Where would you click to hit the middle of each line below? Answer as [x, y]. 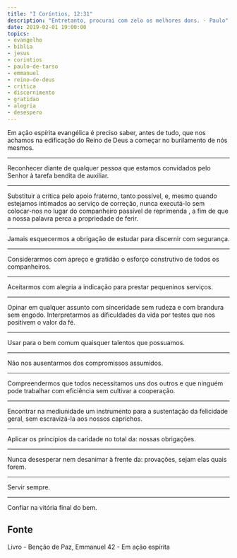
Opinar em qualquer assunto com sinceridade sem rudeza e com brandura [116, 307]
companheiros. [29, 267]
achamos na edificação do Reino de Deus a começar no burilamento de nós [117, 140]
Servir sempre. [29, 487]
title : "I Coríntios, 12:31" [50, 14]
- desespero [25, 112]
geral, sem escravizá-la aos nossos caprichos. [75, 419]
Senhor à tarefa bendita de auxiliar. [58, 175]
